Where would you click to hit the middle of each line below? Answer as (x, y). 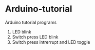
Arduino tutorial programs (31, 22)
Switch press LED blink (35, 37)
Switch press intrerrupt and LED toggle (51, 42)
